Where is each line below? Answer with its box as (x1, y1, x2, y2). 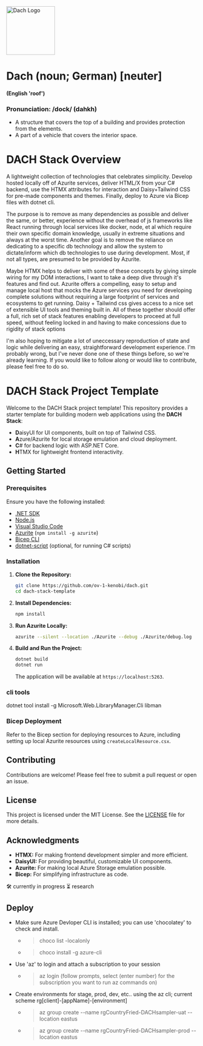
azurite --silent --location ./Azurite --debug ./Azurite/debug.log (15, 634, 192, 640)
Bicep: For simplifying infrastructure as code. (15, 871, 128, 878)
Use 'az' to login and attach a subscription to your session (15, 960, 161, 968)
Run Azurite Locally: (15, 622, 68, 629)
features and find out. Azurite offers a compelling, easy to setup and (6, 280, 177, 288)
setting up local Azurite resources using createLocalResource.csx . (6, 737, 171, 744)
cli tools (6, 688, 30, 697)
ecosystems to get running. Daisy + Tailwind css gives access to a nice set (6, 300, 193, 307)
